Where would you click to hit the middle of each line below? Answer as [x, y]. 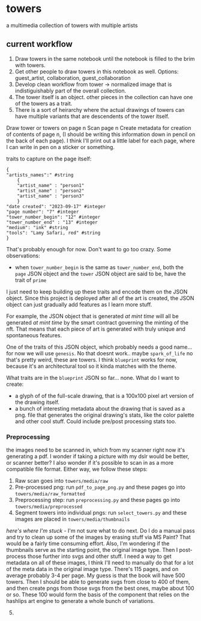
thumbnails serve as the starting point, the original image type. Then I [92, 550]
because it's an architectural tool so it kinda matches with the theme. [91, 366]
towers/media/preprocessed [49, 507]
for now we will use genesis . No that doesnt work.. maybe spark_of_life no [100, 353]
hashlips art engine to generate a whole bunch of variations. [80, 601]
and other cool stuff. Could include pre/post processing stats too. [95, 421]
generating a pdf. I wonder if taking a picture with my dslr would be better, [98, 456]
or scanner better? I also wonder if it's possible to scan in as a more [90, 463]
